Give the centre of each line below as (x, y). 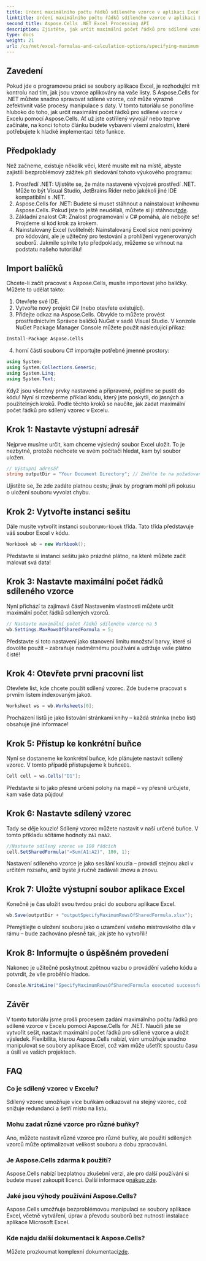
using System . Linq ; (31, 373)
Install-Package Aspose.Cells (45, 339)
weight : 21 (20, 40)
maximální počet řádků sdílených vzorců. (58, 612)
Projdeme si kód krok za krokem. (56, 223)
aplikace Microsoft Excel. (38, 1222)
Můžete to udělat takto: (36, 289)
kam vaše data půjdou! (35, 794)
